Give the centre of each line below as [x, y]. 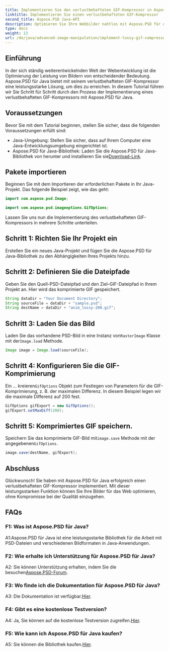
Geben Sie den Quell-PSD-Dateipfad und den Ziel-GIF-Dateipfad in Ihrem [81, 284]
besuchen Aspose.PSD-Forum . [37, 573]
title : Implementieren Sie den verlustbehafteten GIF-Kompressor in [78, 10]
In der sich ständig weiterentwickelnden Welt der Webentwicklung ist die [80, 70]
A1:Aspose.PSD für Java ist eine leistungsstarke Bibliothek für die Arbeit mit [83, 538]
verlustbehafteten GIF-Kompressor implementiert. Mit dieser [68, 486]
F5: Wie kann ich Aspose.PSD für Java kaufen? [64, 633]
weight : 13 [17, 33]
